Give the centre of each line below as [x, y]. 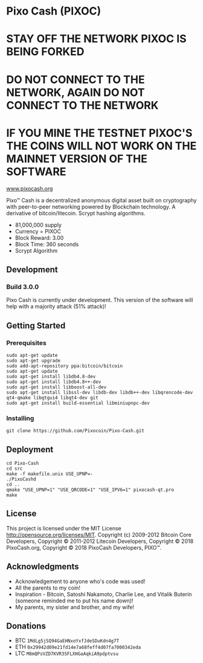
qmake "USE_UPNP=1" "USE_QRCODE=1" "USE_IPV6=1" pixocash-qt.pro [90, 490]
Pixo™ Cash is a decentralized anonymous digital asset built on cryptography [101, 200]
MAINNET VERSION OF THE [77, 158]
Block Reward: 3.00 [39, 238]
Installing [20, 418]
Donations [26, 626]
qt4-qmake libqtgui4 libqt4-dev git [52, 398]
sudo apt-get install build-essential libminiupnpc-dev [78, 403]
